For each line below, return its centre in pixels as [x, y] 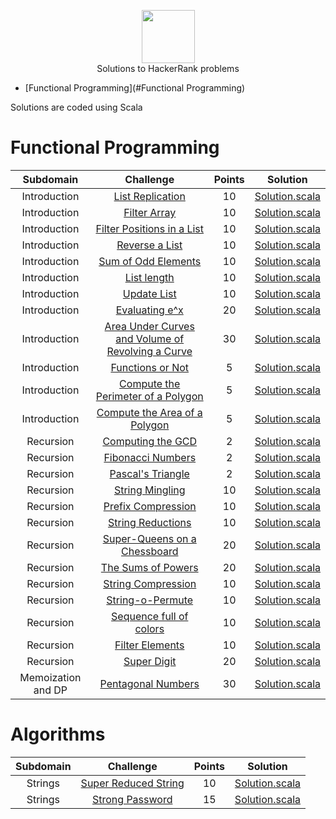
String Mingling [149, 490]
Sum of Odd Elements [150, 261]
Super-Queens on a [149, 538]
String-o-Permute [150, 600]
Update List [149, 293]
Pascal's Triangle [149, 473]
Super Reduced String [132, 783]
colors [149, 628]
